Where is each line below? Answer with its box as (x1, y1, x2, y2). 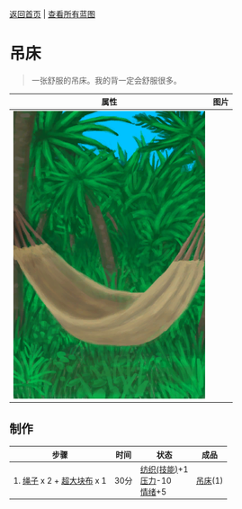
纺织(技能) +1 (139, 463, 189, 475)
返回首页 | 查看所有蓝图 (9, 9, 96, 19)
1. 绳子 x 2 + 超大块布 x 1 (13, 475, 107, 486)
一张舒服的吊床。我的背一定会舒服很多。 (31, 75, 182, 85)
